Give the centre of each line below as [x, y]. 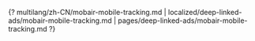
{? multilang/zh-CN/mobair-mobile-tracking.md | [88, 12]
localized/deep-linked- [205, 12]
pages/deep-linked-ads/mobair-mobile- [183, 20]
